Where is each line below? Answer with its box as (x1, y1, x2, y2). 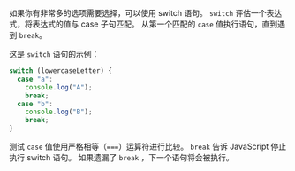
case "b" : (17, 99, 53, 108)
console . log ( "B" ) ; (25, 107, 93, 117)
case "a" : (17, 74, 53, 83)
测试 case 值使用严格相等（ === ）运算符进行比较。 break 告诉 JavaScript (9, 141, 269, 152)
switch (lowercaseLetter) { (9, 66, 113, 75)
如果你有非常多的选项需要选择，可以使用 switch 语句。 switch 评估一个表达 (9, 8, 283, 18)
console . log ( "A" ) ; (25, 82, 93, 91)
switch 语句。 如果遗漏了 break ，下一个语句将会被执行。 (26, 152, 234, 162)
